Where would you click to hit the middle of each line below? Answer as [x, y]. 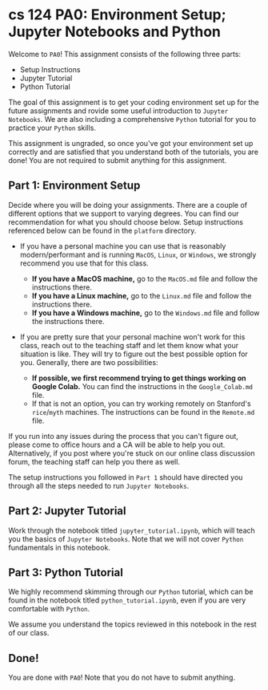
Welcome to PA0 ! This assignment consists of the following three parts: [125, 54]
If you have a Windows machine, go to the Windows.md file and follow [146, 313]
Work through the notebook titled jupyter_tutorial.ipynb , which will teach [132, 530]
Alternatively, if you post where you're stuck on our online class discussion [132, 453]
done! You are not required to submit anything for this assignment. [118, 160]
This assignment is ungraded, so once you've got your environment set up [131, 143]
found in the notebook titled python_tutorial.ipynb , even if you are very [127, 600]
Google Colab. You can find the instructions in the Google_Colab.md [142, 386]
